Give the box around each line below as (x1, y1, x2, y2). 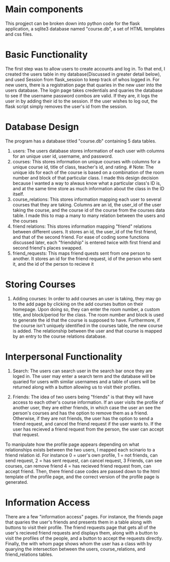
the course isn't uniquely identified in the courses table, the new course (12, 322, 163, 328)
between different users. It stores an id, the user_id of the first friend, (12, 228, 157, 234)
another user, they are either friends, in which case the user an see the (12, 404, 161, 410)
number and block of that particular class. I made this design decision (12, 174, 159, 181)
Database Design (5, 121, 79, 133)
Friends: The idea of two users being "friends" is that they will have (12, 394, 154, 400)
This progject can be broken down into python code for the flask (5, 20, 140, 26)
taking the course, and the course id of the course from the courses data (12, 207, 165, 213)
